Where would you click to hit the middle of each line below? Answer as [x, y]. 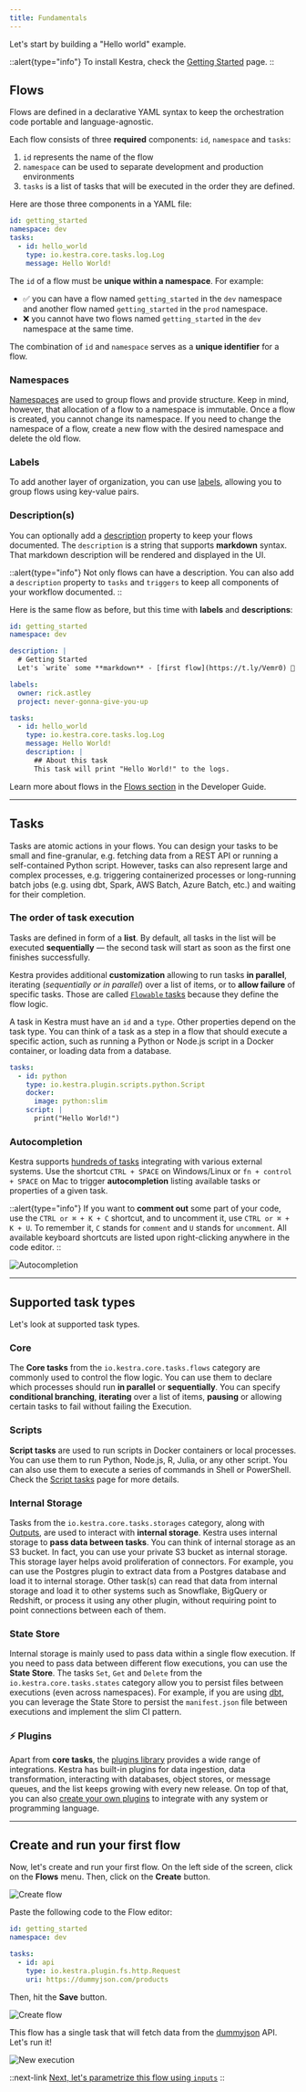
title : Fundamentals [49, 18]
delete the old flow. [46, 438]
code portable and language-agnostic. [82, 122]
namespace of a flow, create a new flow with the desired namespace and [147, 428]
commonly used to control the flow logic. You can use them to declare [141, 1377]
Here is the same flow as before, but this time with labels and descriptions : [151, 609]
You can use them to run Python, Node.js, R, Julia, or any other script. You [148, 1460]
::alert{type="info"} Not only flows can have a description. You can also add [152, 573]
